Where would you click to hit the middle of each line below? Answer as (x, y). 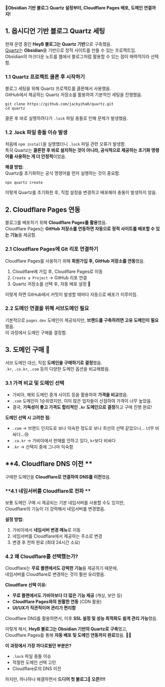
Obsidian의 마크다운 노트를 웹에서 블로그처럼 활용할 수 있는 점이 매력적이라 (77, 56)
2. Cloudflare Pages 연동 (43, 210)
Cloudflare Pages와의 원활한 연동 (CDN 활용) (57, 602)
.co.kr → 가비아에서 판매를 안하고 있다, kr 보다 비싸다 (64, 440)
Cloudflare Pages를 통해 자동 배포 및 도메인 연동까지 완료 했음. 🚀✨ (68, 635)
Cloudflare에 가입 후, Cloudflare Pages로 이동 (57, 271)
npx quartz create (24, 183)
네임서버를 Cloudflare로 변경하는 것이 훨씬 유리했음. (55, 574)
